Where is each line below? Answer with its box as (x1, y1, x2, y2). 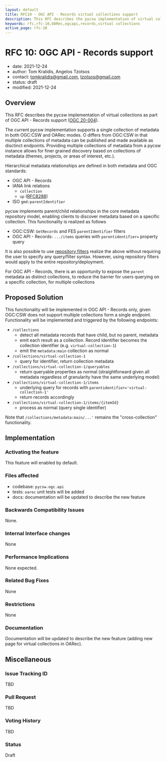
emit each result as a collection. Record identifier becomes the (19, 337, 147, 343)
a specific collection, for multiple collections (5, 279, 95, 285)
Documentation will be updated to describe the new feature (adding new (5, 636, 153, 642)
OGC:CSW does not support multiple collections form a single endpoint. (5, 311, 152, 317)
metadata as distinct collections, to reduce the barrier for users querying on (5, 273, 160, 280)
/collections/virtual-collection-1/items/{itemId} (12, 400, 119, 405)
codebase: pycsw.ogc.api (12, 483, 64, 489)
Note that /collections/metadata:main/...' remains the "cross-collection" (5, 414, 157, 420)
